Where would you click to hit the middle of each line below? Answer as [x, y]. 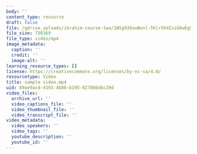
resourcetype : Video [31, 77]
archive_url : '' [31, 98]
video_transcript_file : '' [44, 115]
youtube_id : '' [30, 142]
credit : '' [25, 55]
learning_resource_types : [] [42, 66]
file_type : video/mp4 [33, 39]
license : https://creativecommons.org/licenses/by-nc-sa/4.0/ [84, 71]
